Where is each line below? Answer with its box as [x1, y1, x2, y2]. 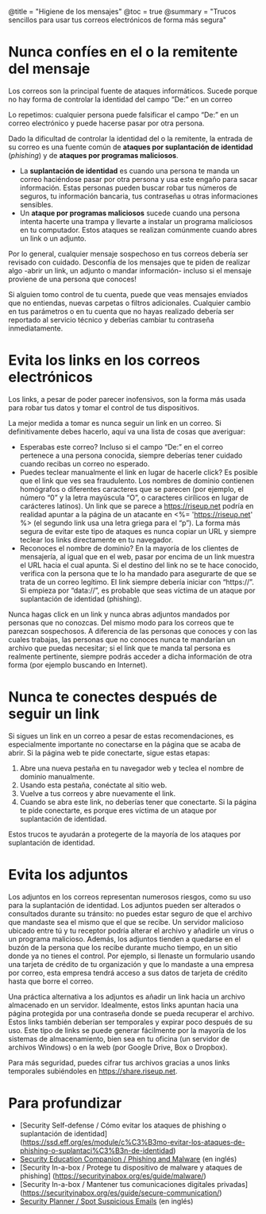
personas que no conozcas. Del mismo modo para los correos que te [8, 617, 234, 627]
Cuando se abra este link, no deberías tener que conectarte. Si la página [19, 797, 256, 806]
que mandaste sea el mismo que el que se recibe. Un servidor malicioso [8, 917, 245, 926]
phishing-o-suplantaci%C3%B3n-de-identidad [19, 1146, 174, 1155]
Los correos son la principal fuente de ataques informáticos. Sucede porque [8, 86, 258, 95]
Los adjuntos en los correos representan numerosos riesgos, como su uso [8, 891, 252, 901]
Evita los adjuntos [8, 866, 129, 883]
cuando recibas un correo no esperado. [19, 458, 150, 468]
